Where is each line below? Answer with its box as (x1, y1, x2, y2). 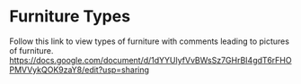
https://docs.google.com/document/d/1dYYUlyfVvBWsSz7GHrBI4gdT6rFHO (9, 55, 292, 65)
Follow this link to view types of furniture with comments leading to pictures (9, 36, 290, 46)
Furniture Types (9, 6, 131, 27)
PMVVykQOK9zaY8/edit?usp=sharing (9, 64, 150, 75)
